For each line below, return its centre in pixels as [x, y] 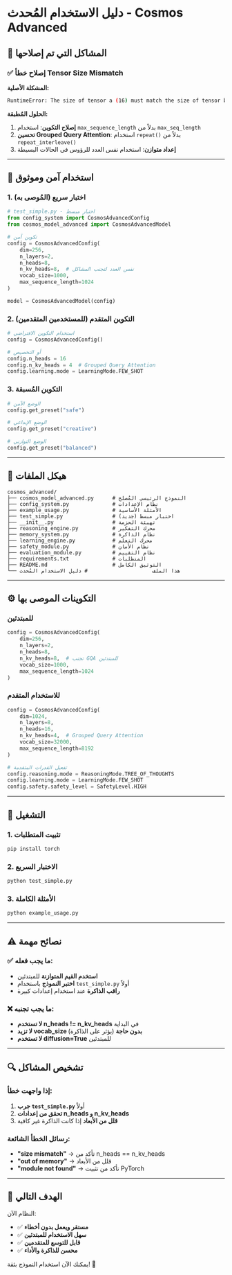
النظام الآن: [22, 1213]
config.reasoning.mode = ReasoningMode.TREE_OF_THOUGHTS [91, 774]
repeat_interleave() [47, 142]
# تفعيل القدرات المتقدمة [37, 767]
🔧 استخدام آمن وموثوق [51, 178]
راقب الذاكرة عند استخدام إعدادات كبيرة [68, 991]
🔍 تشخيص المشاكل [45, 1067]
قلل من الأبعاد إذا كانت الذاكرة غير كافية [67, 1120]
